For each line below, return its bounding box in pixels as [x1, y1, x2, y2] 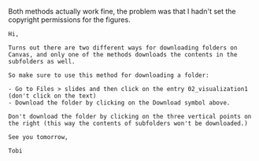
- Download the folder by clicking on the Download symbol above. [8, 99, 231, 107]
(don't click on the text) [8, 92, 97, 100]
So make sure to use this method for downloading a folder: [8, 71, 210, 79]
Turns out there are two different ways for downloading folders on [8, 44, 238, 52]
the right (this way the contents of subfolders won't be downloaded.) [8, 119, 248, 127]
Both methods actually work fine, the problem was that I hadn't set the [8, 7, 236, 16]
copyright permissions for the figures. [8, 15, 131, 24]
